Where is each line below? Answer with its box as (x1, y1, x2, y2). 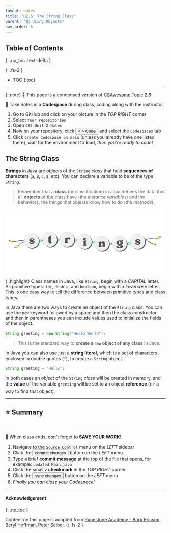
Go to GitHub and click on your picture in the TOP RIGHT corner (12, 111, 147, 117)
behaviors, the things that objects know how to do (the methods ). (17, 199, 155, 205)
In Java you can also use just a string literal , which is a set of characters (5, 350, 158, 356)
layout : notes (5, 8, 36, 13)
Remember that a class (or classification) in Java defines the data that (17, 188, 165, 194)
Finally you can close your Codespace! (12, 479, 95, 485)
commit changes (35, 450, 66, 456)
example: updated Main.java (12, 461, 72, 467)
